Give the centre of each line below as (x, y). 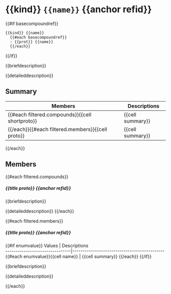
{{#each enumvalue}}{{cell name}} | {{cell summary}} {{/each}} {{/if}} (78, 256)
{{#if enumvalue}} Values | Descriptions (47, 246)
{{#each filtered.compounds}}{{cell (50, 114)
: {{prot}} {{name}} (32, 42)
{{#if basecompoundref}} (32, 23)
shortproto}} (22, 121)
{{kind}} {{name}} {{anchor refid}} (79, 9)
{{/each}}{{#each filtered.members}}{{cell (58, 129)
